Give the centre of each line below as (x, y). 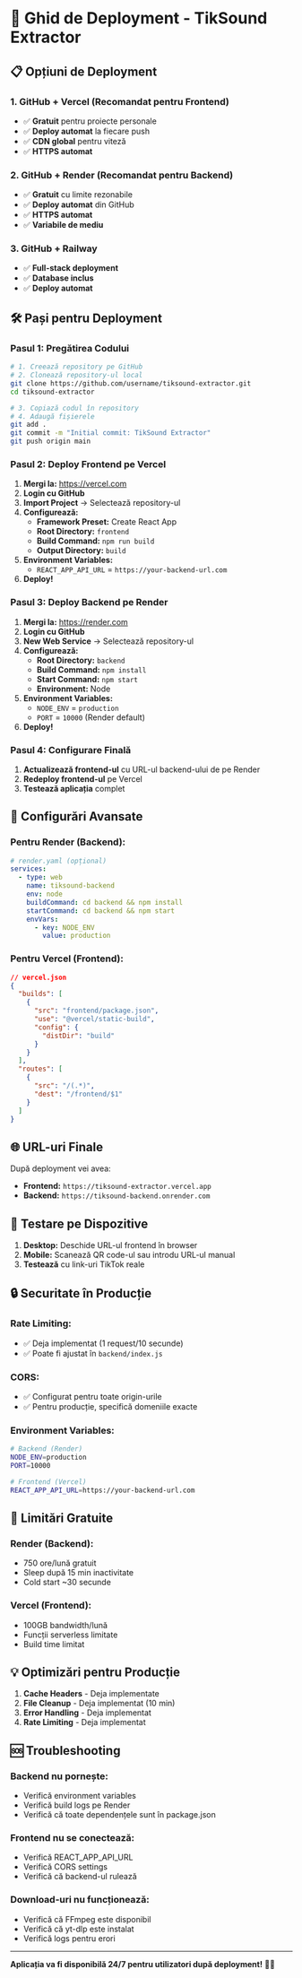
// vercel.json (39, 977)
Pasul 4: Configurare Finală (71, 750)
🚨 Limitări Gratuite (62, 1518)
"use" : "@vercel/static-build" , (94, 1019)
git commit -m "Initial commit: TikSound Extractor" (111, 433)
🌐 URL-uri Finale (57, 1147)
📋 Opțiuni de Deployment (84, 71)
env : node (45, 894)
